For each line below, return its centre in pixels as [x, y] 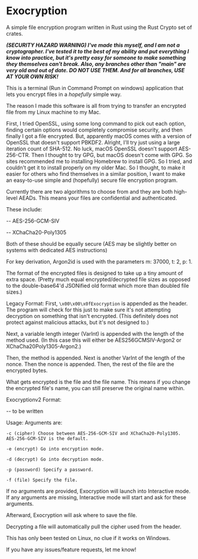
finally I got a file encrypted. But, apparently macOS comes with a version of [99, 136]
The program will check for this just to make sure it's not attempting [89, 310]
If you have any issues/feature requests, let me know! [71, 550]
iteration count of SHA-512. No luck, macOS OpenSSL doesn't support [92, 149]
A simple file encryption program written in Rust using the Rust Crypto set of [99, 27]
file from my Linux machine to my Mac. [53, 112]
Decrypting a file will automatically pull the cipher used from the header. [94, 526]
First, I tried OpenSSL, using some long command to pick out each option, [96, 123]
